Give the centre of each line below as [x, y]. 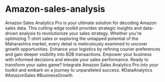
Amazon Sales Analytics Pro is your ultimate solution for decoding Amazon [81, 23]
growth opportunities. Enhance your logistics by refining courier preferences [83, 49]
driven [12, 33]
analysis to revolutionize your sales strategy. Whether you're [80, 33]
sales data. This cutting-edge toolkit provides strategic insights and [73, 28]
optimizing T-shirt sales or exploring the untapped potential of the [72, 39]
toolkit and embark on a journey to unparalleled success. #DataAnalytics [79, 70]
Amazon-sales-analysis [55, 9]
